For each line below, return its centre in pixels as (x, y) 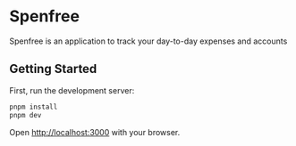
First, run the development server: (72, 90)
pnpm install (34, 107)
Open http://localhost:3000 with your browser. (95, 132)
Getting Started (53, 69)
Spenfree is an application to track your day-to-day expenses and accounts (148, 41)
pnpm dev (25, 115)
